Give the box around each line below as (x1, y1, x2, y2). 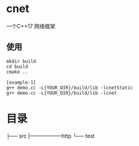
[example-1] (6, 79, 36, 86)
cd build (6, 63, 28, 69)
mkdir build (6, 58, 36, 65)
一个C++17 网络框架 (6, 22, 56, 30)
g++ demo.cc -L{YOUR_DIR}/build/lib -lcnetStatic (6, 84, 134, 90)
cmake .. (6, 69, 28, 75)
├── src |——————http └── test (6, 132, 95, 139)
